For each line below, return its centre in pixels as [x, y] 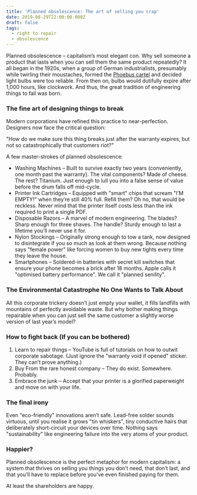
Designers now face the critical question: [56, 128]
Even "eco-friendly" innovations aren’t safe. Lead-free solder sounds [90, 415]
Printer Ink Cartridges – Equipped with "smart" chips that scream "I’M [99, 193]
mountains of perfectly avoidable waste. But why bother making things [92, 309]
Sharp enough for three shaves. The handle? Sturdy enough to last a [98, 225]
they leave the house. [41, 256]
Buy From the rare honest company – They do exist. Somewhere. [93, 368]
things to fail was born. [34, 93]
